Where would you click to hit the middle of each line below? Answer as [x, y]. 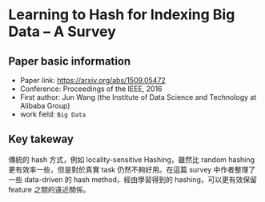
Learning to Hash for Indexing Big [122, 15]
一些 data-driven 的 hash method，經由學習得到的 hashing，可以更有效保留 [133, 179]
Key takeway [41, 139]
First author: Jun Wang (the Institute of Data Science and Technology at [138, 97]
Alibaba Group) [45, 106]
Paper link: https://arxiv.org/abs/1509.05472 [92, 80]
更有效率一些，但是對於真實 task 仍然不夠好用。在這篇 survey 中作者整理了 [132, 169]
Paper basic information [70, 61]
